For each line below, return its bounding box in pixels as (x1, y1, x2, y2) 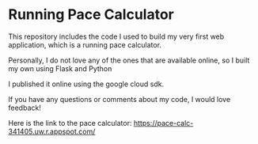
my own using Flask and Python (8, 63, 112, 73)
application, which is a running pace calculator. (8, 40, 162, 49)
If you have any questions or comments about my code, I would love (8, 94, 231, 104)
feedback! (8, 103, 41, 112)
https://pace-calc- (133, 118, 194, 127)
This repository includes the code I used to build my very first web (8, 32, 225, 41)
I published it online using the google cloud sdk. (8, 79, 165, 89)
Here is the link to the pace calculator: (8, 118, 132, 127)
